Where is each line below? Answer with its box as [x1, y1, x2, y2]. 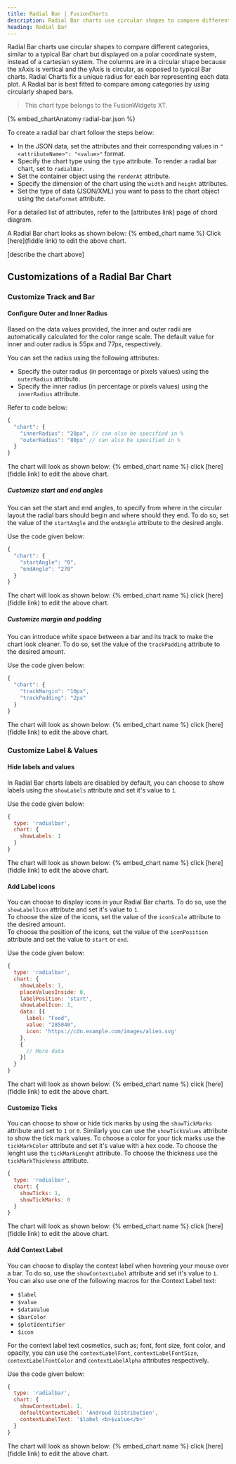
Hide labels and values [7, 763, 75, 771]
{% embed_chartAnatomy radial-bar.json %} [7, 115, 136, 123]
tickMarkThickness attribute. [7, 1156, 89, 1165]
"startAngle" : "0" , [20, 559, 77, 566]
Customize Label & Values [7, 745, 98, 755]
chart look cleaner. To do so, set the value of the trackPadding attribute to [7, 640, 221, 648]
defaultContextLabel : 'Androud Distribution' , [20, 1409, 159, 1417]
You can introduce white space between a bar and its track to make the [7, 633, 214, 641]
